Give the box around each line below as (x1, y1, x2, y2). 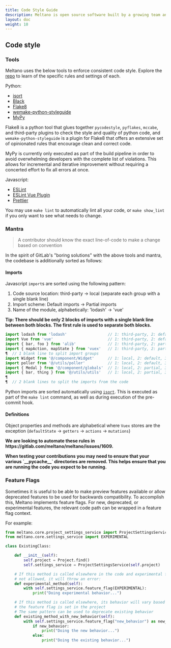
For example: (5, 520, 33, 526)
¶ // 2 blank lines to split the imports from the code (5, 380, 129, 385)
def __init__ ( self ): (14, 553, 58, 558)
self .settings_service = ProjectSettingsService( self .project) (23, 562, 160, 567)
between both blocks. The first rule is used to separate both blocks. (5, 322, 152, 328)
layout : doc (5, 17, 31, 22)
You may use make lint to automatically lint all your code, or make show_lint (5, 207, 164, 213)
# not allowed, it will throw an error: (14, 576, 101, 582)
